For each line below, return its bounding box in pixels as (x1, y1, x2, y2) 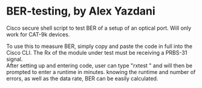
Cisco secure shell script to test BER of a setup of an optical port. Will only (6, 24, 192, 32)
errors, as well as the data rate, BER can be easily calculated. (6, 75, 158, 82)
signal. (6, 55, 23, 63)
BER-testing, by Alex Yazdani (6, 4, 155, 18)
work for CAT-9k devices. (6, 30, 70, 38)
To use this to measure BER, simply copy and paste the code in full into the (6, 42, 192, 50)
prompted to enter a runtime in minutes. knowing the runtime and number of (6, 68, 196, 75)
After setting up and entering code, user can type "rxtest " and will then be (6, 62, 192, 69)
